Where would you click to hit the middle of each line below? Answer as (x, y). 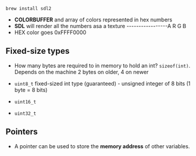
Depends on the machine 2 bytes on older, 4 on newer (82, 72)
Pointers (22, 132)
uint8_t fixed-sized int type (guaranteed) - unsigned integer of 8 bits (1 (102, 83)
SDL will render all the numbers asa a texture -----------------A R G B (100, 26)
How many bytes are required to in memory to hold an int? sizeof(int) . (102, 65)
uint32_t (25, 114)
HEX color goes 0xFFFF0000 (50, 32)
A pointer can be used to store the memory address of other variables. (102, 146)
